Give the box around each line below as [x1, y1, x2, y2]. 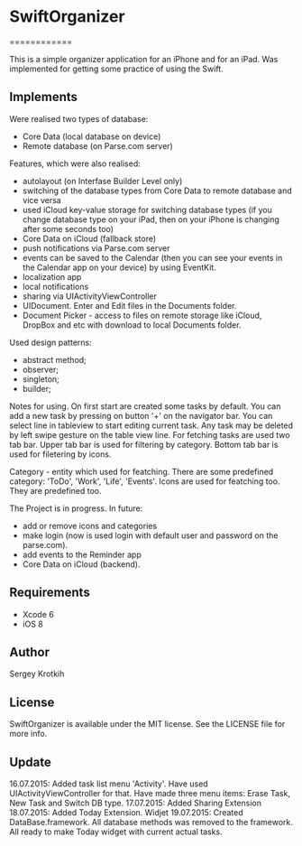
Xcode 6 [22, 609, 54, 619]
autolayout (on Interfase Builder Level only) [22, 175, 183, 186]
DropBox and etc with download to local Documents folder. [22, 319, 242, 330]
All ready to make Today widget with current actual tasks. [9, 826, 223, 837]
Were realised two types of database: [9, 113, 149, 124]
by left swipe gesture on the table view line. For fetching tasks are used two [9, 429, 290, 440]
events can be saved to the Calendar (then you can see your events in [22, 252, 283, 263]
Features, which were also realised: [9, 158, 142, 169]
